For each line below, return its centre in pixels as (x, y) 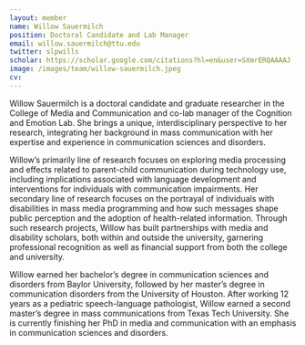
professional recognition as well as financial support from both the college (149, 246)
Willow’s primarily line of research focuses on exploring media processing (148, 160)
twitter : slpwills (44, 52)
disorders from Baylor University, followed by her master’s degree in (137, 284)
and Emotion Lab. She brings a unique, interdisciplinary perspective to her (148, 122)
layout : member (38, 18)
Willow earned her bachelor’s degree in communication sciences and (139, 274)
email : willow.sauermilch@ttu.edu (75, 43)
